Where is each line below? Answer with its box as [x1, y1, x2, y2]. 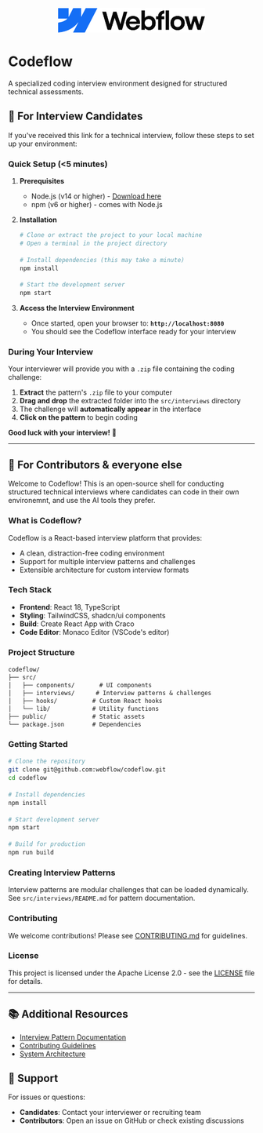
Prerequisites [19, 177, 65, 186]
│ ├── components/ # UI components [8, 682, 153, 690]
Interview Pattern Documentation [19, 1032, 127, 1042]
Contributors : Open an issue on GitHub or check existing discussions [19, 1116, 244, 1125]
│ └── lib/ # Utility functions [8, 705, 159, 713]
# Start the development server [19, 281, 125, 289]
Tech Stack [8, 585, 52, 596]
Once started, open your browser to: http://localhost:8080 [31, 319, 225, 328]
